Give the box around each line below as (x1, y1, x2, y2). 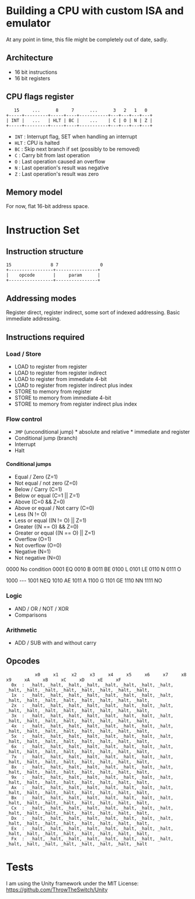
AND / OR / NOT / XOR (14, 605, 69, 612)
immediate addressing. (6, 315, 61, 322)
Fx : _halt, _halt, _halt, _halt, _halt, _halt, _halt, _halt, (11, 836, 174, 842)
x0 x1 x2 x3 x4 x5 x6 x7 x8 (34, 672, 187, 677)
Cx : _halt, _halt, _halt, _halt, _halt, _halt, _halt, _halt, (11, 805, 174, 811)
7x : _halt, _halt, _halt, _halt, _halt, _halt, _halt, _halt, (11, 754, 174, 760)
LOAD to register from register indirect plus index (14, 382, 133, 389)
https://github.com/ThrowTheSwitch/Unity (6, 886, 108, 893)
